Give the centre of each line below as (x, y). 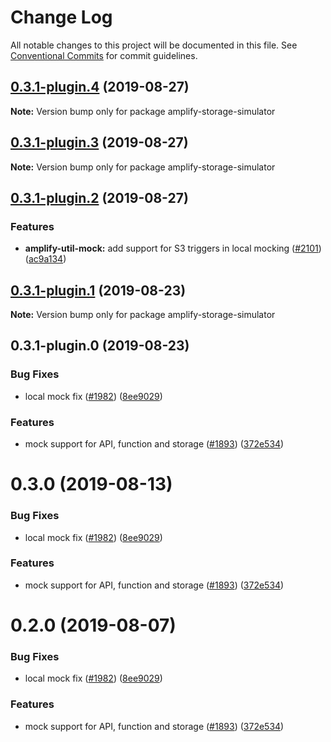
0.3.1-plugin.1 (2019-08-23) (98, 290)
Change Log (61, 17)
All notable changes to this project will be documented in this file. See (154, 45)
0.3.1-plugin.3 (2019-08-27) (99, 142)
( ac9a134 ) (45, 259)
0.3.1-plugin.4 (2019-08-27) (100, 87)
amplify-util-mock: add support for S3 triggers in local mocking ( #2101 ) (173, 248)
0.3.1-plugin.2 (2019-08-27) (99, 197)
